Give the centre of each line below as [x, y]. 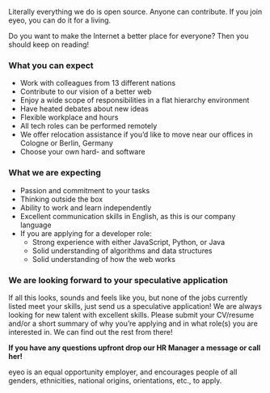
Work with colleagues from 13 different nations [98, 83]
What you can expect [51, 65]
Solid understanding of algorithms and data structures [122, 251]
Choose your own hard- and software [82, 152]
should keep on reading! [49, 44]
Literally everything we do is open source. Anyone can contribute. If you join [135, 12]
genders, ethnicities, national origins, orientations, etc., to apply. [115, 380]
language [36, 225]
